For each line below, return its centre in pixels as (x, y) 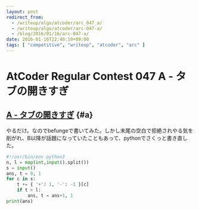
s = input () (21, 168)
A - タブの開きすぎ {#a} (50, 115)
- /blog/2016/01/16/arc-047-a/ (50, 34)
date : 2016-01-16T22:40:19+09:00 (48, 39)
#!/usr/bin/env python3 (36, 157)
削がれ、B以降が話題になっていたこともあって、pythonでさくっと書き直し (97, 138)
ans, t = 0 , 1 (24, 174)
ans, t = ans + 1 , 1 (50, 196)
